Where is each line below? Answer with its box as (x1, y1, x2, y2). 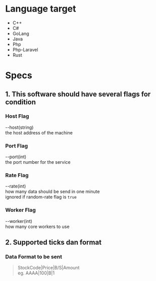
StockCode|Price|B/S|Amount (17, 265, 80, 271)
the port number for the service (5, 159, 71, 165)
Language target (5, 3, 76, 15)
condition (5, 98, 36, 106)
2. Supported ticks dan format (5, 238, 102, 247)
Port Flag (5, 142, 28, 149)
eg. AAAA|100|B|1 (17, 270, 55, 276)
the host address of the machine (5, 129, 73, 135)
